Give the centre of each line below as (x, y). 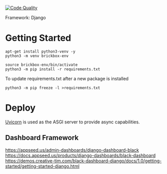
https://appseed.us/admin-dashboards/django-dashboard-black (72, 150)
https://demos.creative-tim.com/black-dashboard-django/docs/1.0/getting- (83, 161)
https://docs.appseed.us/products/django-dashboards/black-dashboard (80, 155)
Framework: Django (26, 17)
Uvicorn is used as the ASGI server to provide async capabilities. (73, 122)
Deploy (20, 108)
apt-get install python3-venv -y (40, 51)
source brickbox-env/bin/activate (42, 65)
